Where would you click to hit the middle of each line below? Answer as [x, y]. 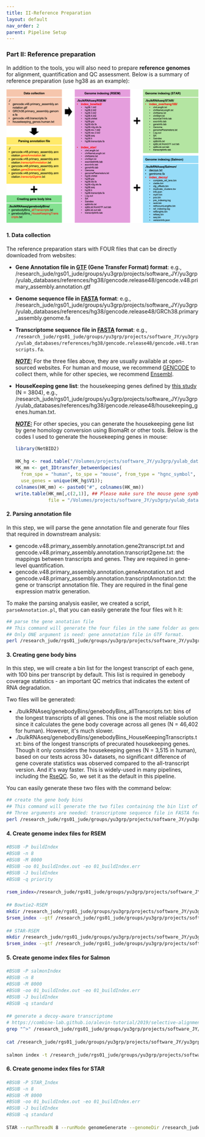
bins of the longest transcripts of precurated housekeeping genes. [107, 744]
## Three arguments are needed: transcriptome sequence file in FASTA [98, 813]
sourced [26, 367]
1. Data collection [28, 235]
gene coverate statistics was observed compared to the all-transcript [102, 763]
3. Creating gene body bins [41, 654]
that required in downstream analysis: [54, 534]
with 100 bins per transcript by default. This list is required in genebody [96, 675]
